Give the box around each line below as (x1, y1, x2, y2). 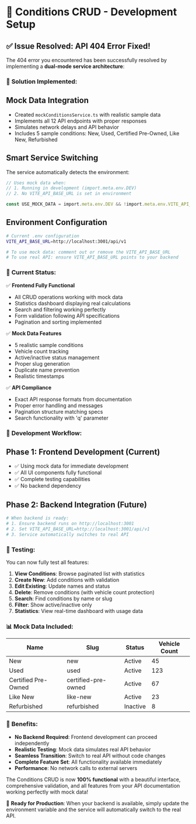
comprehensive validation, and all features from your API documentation (6, 782, 180, 789)
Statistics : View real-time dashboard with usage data (14, 608, 143, 614)
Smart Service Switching (6, 153, 99, 163)
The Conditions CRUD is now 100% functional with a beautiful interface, (6, 776, 181, 783)
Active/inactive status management (14, 354, 100, 361)
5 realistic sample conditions (14, 341, 83, 348)
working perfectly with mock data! (6, 788, 89, 795)
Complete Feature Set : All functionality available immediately (14, 758, 162, 765)
